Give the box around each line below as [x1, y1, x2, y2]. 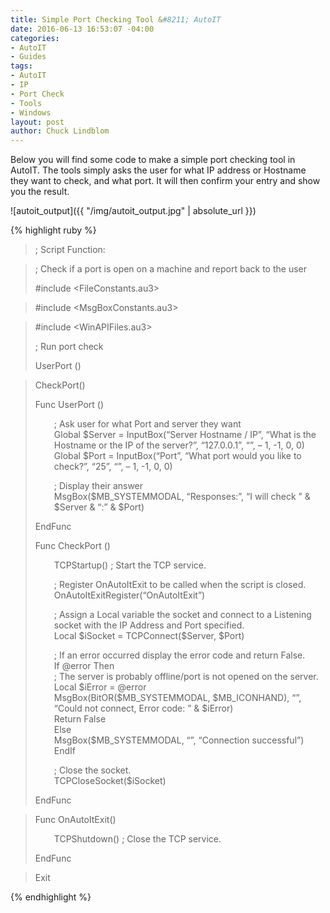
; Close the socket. [53, 764, 132, 776]
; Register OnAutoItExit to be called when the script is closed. [53, 579, 307, 591]
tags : [10, 61, 33, 71]
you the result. [10, 186, 70, 198]
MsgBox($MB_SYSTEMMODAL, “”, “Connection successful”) [53, 734, 305, 746]
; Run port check [34, 341, 104, 353]
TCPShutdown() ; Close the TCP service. [53, 833, 222, 845]
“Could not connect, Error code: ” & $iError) [53, 702, 234, 715]
